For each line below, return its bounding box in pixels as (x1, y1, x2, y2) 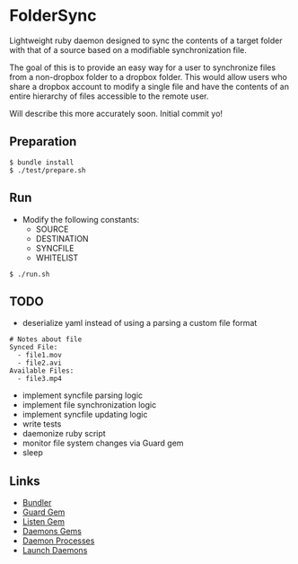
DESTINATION (35, 233, 89, 243)
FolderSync (9, 5, 97, 26)
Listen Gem (22, 516, 66, 527)
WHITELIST (35, 252, 79, 263)
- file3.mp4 (17, 375, 63, 383)
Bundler (22, 498, 52, 508)
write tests (22, 419, 62, 429)
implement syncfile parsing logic (22, 390, 144, 401)
